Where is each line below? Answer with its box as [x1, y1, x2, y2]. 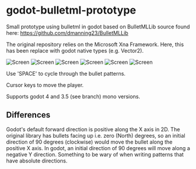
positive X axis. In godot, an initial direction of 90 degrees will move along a [6, 144, 191, 151]
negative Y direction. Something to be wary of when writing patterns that [6, 151, 184, 158]
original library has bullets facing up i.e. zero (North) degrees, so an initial [6, 132, 185, 139]
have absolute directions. [6, 157, 68, 164]
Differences [6, 110, 51, 120]
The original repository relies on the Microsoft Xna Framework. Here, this [6, 41, 184, 48]
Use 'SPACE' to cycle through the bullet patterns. [6, 70, 126, 77]
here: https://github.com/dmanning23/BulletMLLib [6, 29, 128, 36]
